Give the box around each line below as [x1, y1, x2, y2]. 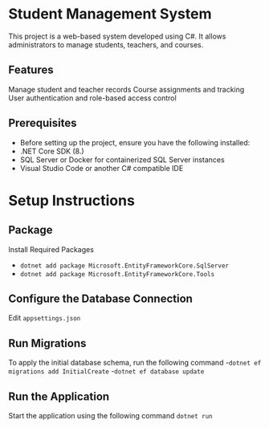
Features [8, 63, 54, 77]
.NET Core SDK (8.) [19, 146, 84, 156]
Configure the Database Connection [8, 291, 193, 305]
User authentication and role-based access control [8, 93, 177, 103]
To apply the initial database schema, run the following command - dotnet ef [8, 358, 262, 368]
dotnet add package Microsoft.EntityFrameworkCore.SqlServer [19, 262, 230, 270]
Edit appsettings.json [8, 313, 81, 323]
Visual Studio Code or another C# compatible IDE [19, 163, 184, 173]
